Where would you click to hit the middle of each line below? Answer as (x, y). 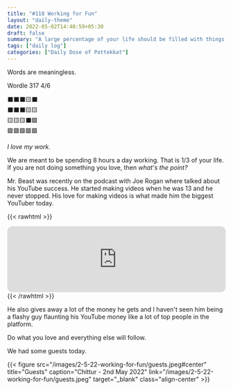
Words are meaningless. (42, 72)
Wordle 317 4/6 (29, 85)
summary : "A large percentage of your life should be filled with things (116, 40)
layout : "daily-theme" (40, 20)
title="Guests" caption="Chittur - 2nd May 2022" (77, 371)
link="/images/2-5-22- (181, 371)
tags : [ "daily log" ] (37, 46)
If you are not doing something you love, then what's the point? (98, 167)
